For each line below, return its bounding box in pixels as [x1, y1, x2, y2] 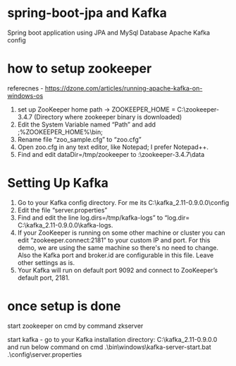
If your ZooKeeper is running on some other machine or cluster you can [17, 228, 225, 237]
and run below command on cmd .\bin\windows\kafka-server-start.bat [7, 343, 211, 351]
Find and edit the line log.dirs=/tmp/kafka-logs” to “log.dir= [17, 213, 190, 222]
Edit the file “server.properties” [17, 206, 108, 214]
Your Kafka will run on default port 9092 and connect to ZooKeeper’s [17, 266, 218, 274]
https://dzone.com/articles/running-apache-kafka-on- [44, 83, 203, 93]
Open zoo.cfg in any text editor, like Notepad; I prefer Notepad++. [17, 143, 209, 151]
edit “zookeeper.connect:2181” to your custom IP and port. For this [17, 235, 211, 244]
